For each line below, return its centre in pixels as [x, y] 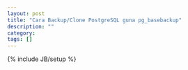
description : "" [31, 26]
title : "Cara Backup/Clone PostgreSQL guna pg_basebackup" [95, 20]
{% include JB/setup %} [42, 59]
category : [22, 33]
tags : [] [20, 40]
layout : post [26, 14]
